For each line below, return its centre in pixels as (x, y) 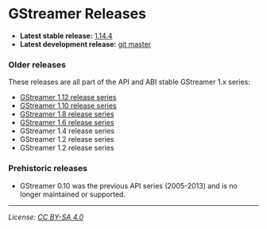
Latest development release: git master (85, 44)
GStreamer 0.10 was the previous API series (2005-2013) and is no (129, 185)
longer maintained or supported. (72, 194)
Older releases (37, 64)
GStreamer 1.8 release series (67, 114)
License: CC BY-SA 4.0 (46, 217)
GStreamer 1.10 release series (68, 106)
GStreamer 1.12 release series (68, 97)
